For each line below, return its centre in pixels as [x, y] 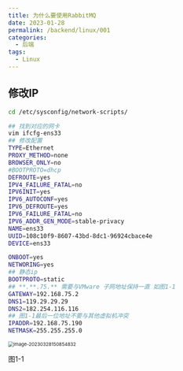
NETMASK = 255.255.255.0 [45, 331]
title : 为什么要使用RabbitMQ [52, 15]
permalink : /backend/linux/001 [59, 30]
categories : [27, 37]
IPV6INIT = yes [29, 192]
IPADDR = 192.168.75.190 [45, 324]
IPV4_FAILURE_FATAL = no [45, 185]
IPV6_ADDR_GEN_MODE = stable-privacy [66, 221]
